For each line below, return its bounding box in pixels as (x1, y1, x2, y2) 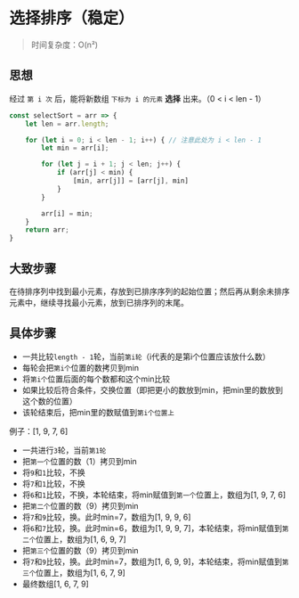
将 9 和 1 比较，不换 (21, 467, 86, 478)
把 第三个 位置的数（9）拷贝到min (21, 545, 140, 555)
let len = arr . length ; (25, 119, 109, 128)
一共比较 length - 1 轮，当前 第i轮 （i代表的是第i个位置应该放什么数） (21, 351, 271, 362)
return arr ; (25, 225, 69, 234)
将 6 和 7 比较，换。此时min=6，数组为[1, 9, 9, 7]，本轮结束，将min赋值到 (21, 522, 283, 533)
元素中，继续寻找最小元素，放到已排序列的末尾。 (9, 297, 189, 307)
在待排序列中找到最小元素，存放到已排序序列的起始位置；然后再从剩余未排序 (9, 286, 290, 297)
